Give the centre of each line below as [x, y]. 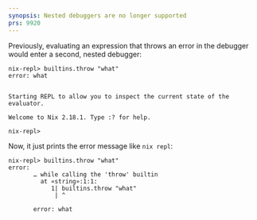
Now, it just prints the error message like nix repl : [91, 146]
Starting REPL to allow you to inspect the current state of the [119, 96]
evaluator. [26, 103]
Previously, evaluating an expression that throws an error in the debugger [128, 45]
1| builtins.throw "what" [93, 188]
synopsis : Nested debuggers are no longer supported [97, 15]
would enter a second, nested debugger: [75, 54]
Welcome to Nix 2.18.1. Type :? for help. [80, 117]
